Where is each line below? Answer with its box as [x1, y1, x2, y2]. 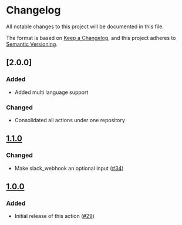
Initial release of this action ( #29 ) [14, 213, 95, 220]
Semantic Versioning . [6, 41, 58, 48]
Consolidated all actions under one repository [14, 116, 125, 123]
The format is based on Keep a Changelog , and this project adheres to [6, 34, 176, 41]
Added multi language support [14, 89, 89, 96]
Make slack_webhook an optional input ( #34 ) [14, 164, 124, 172]
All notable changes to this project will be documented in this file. [6, 23, 164, 30]
